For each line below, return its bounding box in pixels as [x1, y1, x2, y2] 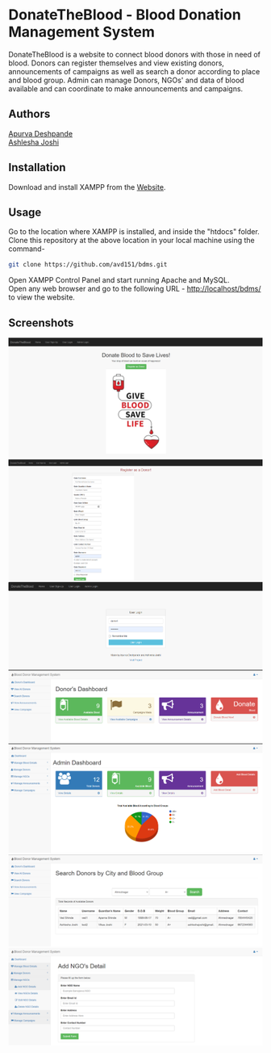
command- [8, 244, 46, 254]
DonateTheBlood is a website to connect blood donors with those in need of [8, 49, 261, 59]
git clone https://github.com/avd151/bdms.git [8, 261, 168, 269]
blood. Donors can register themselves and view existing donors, [8, 58, 224, 68]
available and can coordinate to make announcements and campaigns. [8, 83, 244, 94]
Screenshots [8, 316, 74, 329]
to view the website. [8, 292, 75, 302]
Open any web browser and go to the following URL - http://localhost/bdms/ [8, 284, 261, 294]
